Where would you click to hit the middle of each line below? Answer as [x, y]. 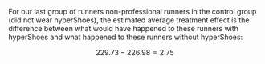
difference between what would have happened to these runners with [124, 28]
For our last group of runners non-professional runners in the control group [132, 12]
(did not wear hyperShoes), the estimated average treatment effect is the [129, 20]
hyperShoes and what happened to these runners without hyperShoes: [126, 37]
